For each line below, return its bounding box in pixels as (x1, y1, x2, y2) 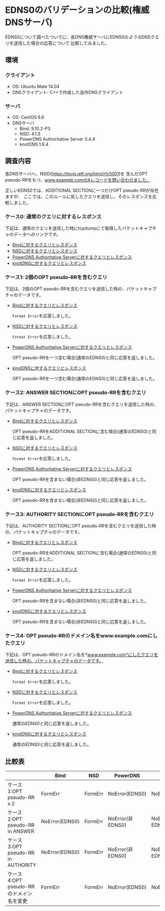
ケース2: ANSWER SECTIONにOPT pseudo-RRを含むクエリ (5, 389, 146, 396)
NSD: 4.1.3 (19, 131, 41, 137)
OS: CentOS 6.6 (12, 114, 44, 120)
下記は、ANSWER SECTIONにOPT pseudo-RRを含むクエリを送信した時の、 (5, 401, 159, 407)
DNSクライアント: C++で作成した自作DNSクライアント (12, 89, 124, 95)
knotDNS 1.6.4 (19, 141, 49, 147)
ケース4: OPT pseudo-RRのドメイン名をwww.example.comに (5, 632, 153, 639)
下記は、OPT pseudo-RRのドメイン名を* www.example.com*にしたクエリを (5, 652, 159, 658)
